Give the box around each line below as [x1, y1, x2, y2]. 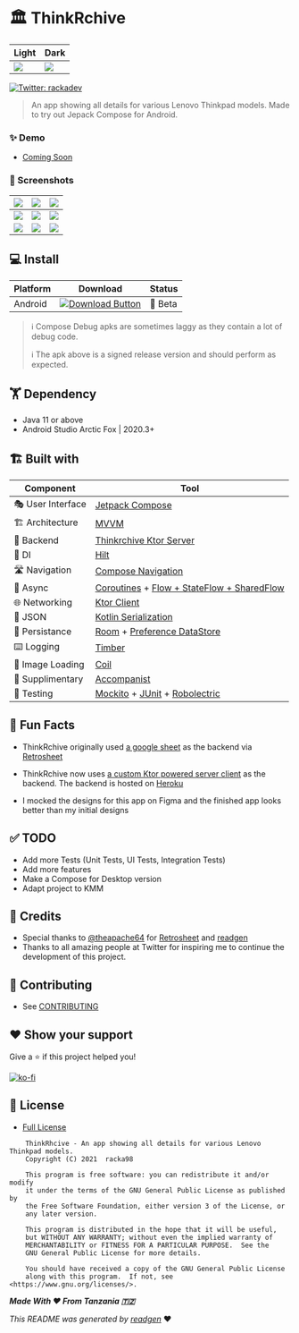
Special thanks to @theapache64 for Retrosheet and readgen [21, 932, 248, 943]
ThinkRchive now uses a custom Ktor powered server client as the [21, 768, 266, 779]
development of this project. [21, 951, 127, 963]
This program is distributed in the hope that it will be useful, [25, 1225, 278, 1234]
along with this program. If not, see [25, 1272, 174, 1281]
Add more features [21, 863, 92, 874]
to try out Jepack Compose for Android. [30, 109, 179, 120]
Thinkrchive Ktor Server [95, 534, 195, 547]
